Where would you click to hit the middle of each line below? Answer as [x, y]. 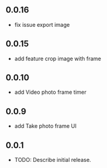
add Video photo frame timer [50, 92]
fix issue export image [42, 24]
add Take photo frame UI [45, 126]
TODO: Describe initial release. [53, 160]
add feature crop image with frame [58, 58]
